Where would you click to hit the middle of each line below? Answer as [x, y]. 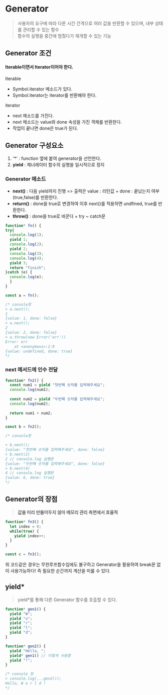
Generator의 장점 [31, 499]
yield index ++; [30, 536]
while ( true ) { [24, 531]
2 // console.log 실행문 [30, 459]
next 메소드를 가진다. [33, 116]
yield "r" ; [21, 623]
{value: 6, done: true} [30, 478]
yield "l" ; [21, 628]
